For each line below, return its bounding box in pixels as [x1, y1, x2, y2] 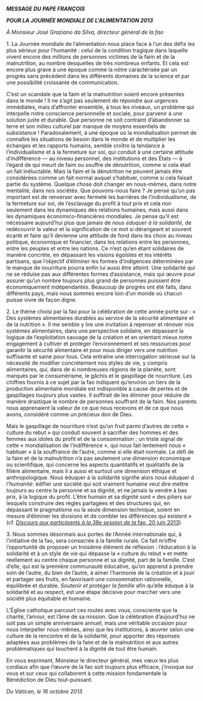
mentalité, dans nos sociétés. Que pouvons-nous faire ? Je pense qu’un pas [6, 187, 196, 194]
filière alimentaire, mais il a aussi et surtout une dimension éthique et [6, 468, 177, 474]
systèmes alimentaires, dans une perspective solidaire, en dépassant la [6, 327, 184, 334]
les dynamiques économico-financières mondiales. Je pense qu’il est [6, 213, 179, 220]
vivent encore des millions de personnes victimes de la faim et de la [6, 53, 175, 60]
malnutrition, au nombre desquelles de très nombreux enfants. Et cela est [6, 60, 189, 67]
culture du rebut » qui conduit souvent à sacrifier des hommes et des [6, 429, 178, 436]
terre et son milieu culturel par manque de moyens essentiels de [6, 123, 166, 129]
